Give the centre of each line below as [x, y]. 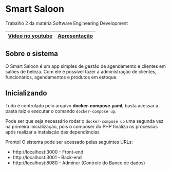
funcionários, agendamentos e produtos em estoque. [62, 77]
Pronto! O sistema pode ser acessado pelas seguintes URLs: [69, 142]
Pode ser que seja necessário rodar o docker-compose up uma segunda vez [84, 121]
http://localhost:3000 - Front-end [48, 151]
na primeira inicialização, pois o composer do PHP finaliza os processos [82, 126]
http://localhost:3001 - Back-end [47, 157]
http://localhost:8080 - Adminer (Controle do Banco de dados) [79, 163]
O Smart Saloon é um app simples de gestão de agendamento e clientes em [85, 66]
